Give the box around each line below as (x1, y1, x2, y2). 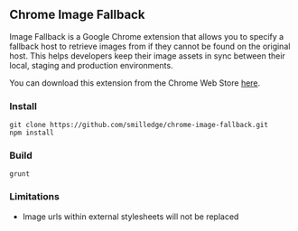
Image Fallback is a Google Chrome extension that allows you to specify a (9, 31, 284, 42)
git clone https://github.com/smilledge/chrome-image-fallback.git (9, 121, 269, 130)
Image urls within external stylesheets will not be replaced (22, 211, 239, 222)
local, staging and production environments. (9, 60, 173, 70)
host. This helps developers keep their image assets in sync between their (9, 50, 286, 61)
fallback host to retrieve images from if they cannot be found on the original (9, 41, 291, 51)
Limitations (9, 190, 61, 203)
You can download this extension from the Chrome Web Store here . (9, 77, 261, 88)
